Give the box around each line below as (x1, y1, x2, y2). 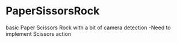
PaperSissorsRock (5, 4, 100, 18)
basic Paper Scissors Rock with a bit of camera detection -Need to (5, 24, 171, 31)
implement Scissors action (5, 30, 72, 37)
